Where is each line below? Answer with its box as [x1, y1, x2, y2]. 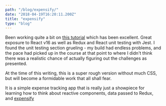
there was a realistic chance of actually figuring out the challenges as [5, 55, 147, 62]
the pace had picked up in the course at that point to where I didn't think [5, 50, 153, 56]
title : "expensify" [5, 16, 46, 21]
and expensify [5, 96, 34, 102]
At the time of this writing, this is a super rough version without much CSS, [5, 70, 157, 76]
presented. [5, 61, 27, 67]
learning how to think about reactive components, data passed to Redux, [5, 90, 154, 96]
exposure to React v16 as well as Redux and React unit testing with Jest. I [5, 40, 155, 46]
